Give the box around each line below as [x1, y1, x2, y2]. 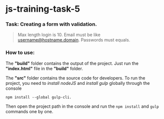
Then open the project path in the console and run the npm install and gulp [5, 103, 159, 109]
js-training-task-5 [5, 3, 81, 15]
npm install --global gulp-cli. [5, 95, 72, 99]
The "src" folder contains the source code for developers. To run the [5, 75, 145, 81]
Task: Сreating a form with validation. [5, 21, 97, 28]
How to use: [5, 49, 35, 56]
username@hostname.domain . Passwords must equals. [17, 37, 131, 43]
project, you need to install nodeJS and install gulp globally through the [5, 80, 150, 86]
